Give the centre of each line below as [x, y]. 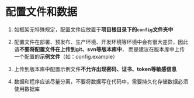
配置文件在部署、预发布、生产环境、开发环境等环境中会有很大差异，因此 [101, 42]
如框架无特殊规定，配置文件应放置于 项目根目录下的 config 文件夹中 [93, 29]
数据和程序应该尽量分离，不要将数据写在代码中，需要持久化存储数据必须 [101, 81]
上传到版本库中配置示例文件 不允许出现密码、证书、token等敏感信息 [95, 69]
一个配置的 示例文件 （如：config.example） [66, 56]
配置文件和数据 [41, 12]
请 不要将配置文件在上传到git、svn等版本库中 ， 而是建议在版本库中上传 [99, 49]
